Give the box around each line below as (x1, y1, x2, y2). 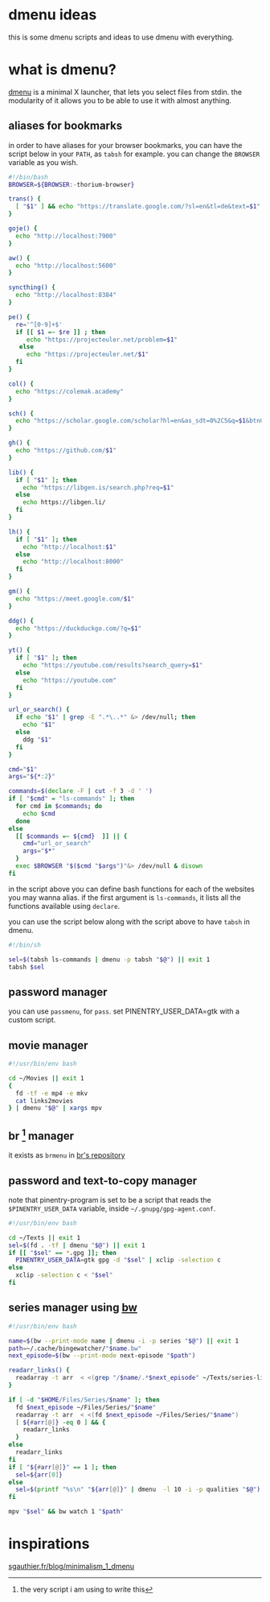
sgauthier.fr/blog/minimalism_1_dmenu (8, 1561, 135, 1571)
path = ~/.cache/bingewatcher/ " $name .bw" (8, 1344, 142, 1352)
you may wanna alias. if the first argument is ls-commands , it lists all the (8, 892, 241, 902)
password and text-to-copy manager (8, 1174, 198, 1187)
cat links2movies (15, 1096, 74, 1104)
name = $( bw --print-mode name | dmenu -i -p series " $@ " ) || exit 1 (8, 1336, 239, 1345)
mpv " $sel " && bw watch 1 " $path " (8, 1508, 125, 1516)
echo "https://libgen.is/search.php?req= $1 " (22, 483, 174, 492)
